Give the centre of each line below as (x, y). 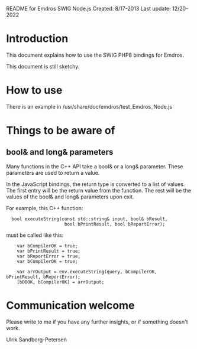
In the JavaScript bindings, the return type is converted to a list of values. (96, 184)
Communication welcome (70, 306)
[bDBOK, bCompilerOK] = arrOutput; (61, 282)
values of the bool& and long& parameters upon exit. (70, 197)
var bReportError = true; (49, 256)
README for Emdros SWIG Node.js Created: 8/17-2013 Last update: (89, 9)
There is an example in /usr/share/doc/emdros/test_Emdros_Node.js (89, 106)
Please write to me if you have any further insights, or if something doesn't (97, 322)
